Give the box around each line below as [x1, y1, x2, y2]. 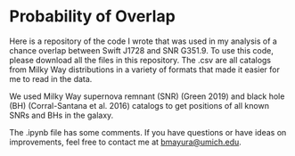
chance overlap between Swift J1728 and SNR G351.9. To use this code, [9, 45, 274, 55]
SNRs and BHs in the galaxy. [9, 110, 114, 120]
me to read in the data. [9, 73, 93, 84]
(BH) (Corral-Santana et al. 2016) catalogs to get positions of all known [9, 100, 270, 111]
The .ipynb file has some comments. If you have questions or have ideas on [9, 127, 287, 137]
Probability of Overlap [9, 6, 176, 27]
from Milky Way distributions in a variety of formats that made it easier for [9, 64, 281, 75]
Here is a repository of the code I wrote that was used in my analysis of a [9, 36, 278, 46]
